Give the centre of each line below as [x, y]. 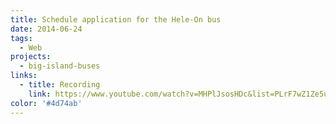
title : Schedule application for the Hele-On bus [116, 19]
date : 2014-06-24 [46, 29]
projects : [31, 57]
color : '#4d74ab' [46, 103]
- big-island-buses [60, 66]
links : [24, 76]
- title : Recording [60, 85]
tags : [21, 38]
